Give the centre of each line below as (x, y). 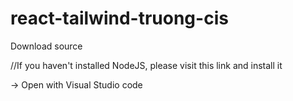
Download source (46, 46)
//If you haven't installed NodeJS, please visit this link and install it (146, 65)
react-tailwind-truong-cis (119, 18)
